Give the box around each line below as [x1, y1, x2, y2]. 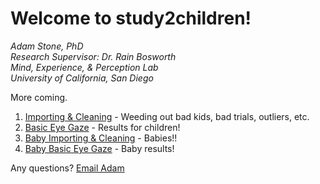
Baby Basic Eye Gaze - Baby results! [24, 142, 175, 154]
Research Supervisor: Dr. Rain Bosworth [10, 50, 177, 62]
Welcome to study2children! [10, 7, 252, 30]
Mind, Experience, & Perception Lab [10, 61, 159, 73]
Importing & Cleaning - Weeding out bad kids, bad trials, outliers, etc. [24, 110, 310, 122]
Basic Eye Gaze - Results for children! [24, 121, 181, 133]
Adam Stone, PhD [10, 40, 84, 52]
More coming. [10, 91, 68, 103]
